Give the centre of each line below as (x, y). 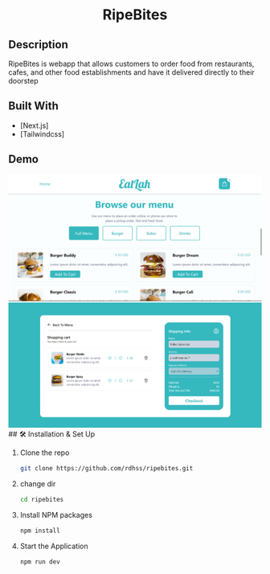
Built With (33, 106)
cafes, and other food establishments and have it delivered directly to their (131, 72)
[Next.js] (34, 125)
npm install (40, 531)
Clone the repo (45, 453)
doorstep (23, 81)
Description (38, 45)
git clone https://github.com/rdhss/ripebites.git (106, 468)
